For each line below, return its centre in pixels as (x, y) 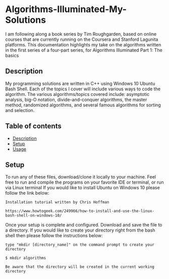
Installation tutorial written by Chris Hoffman (57, 202)
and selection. (20, 110)
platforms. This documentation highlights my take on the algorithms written (83, 44)
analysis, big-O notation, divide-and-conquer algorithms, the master (76, 99)
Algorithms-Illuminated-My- (66, 9)
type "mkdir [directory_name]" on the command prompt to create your (80, 245)
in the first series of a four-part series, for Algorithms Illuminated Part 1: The (84, 50)
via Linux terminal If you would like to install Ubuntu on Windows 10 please (82, 188)
